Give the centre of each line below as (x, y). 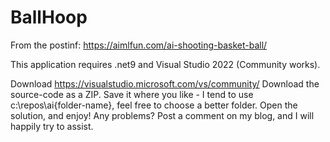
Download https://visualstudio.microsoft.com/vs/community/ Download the (165, 83)
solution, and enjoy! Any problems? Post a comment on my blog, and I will (162, 115)
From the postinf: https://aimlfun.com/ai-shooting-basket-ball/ (139, 45)
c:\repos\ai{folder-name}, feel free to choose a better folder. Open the (154, 105)
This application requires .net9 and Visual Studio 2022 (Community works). (165, 64)
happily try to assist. (52, 126)
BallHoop (49, 17)
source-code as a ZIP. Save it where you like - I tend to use (132, 94)
